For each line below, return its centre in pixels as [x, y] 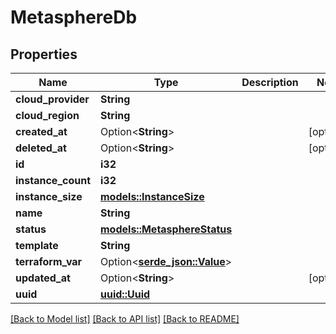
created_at [41, 131]
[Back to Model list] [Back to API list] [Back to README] [125, 319]
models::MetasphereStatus [166, 229]
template [37, 245]
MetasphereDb [74, 17]
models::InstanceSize [152, 196]
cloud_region [47, 115]
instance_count [53, 180]
